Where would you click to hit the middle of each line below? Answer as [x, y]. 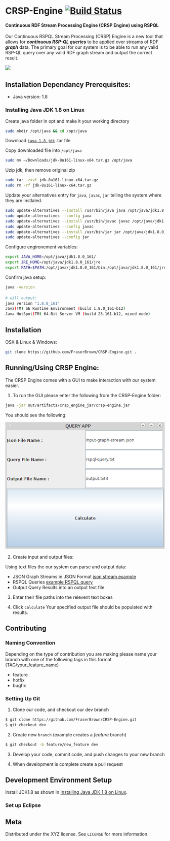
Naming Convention [30, 643]
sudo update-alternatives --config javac [50, 227]
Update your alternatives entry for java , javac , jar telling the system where [83, 195]
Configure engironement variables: [41, 247]
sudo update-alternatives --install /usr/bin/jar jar [63, 232]
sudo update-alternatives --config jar [47, 237]
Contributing [26, 628]
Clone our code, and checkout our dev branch [61, 710]
